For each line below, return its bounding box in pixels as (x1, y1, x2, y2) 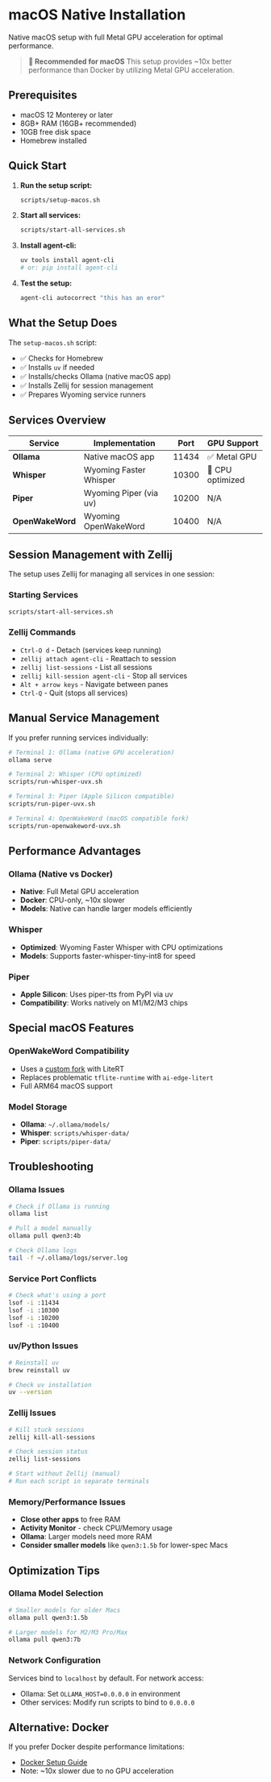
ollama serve (8, 756, 52, 764)
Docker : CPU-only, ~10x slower (19, 895, 125, 905)
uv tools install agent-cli (19, 256, 115, 264)
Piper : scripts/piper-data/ (19, 1136, 111, 1146)
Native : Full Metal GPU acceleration (19, 887, 140, 897)
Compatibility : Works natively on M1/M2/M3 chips (19, 997, 188, 1007)
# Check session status (8, 1447, 89, 1456)
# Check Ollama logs (8, 1247, 78, 1255)
